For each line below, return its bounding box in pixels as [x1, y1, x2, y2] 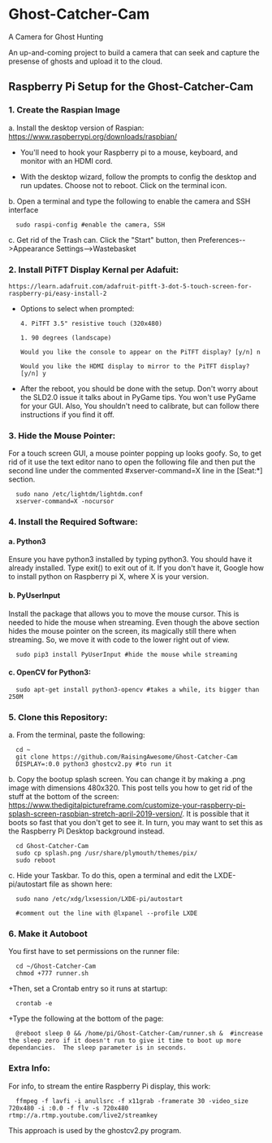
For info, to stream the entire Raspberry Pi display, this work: [8, 1081, 211, 1091]
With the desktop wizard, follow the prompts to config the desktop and [19, 172, 257, 182]
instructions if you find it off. [19, 409, 115, 420]
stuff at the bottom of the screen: [8, 792, 119, 802]
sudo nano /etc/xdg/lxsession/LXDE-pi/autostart [15, 895, 183, 903]
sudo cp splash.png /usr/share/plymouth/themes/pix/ [15, 849, 198, 858]
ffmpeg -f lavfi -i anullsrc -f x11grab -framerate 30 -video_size [15, 1097, 249, 1105]
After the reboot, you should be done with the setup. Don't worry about [19, 384, 258, 393]
